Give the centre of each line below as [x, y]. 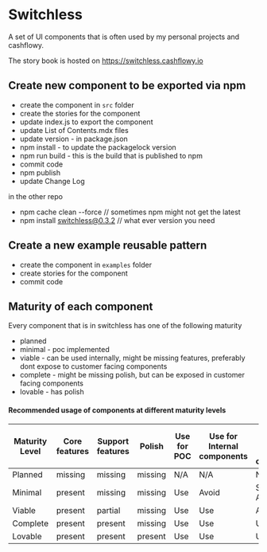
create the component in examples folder [86, 264]
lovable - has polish [52, 392]
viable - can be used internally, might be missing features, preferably [132, 358]
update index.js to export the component [86, 122]
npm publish [40, 172]
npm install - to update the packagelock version [98, 147]
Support [113, 441]
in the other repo [36, 196]
